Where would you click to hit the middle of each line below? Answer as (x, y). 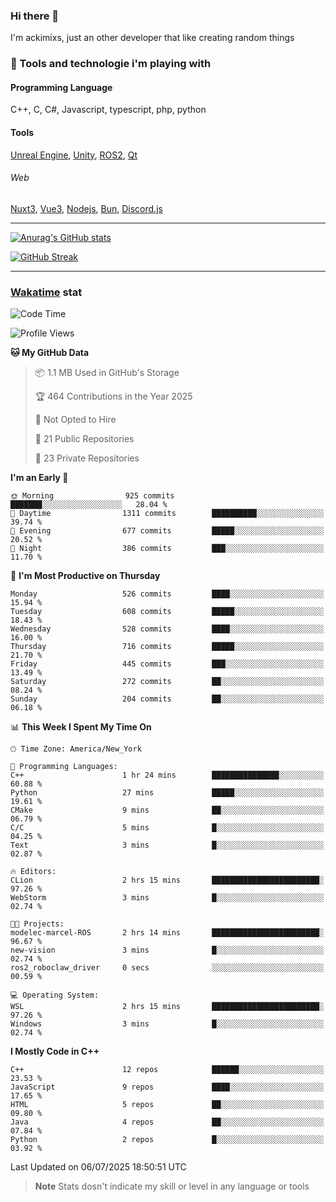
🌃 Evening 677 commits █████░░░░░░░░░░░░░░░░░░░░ (167, 531)
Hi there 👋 (35, 16)
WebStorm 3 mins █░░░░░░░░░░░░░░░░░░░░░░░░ (167, 898)
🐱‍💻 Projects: (37, 924)
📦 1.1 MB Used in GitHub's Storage (107, 373)
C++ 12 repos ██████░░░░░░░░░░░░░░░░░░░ (167, 1070)
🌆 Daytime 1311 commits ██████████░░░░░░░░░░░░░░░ (167, 514)
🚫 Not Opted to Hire (75, 420)
